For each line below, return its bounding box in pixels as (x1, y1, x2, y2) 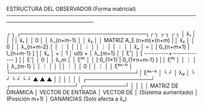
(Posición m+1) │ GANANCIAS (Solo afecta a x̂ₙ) (6, 95, 127, 102)
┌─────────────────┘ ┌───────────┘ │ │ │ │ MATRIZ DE (6, 82, 179, 89)
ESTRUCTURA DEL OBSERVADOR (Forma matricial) (6, 6, 136, 12)
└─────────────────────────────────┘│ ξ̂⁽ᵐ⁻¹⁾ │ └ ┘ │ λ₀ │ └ (6, 69, 196, 76)
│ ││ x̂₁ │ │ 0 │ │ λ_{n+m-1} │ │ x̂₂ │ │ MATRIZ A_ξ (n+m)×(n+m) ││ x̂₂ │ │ (6, 37, 195, 43)
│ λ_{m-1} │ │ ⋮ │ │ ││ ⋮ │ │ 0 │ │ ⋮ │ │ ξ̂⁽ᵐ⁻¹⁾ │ (6, 62, 133, 70)
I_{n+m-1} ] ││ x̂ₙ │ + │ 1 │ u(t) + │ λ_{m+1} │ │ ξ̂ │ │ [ (6, 50, 142, 57)
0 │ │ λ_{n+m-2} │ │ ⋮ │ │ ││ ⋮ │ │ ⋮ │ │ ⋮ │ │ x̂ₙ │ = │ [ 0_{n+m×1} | (6, 43, 190, 50)
